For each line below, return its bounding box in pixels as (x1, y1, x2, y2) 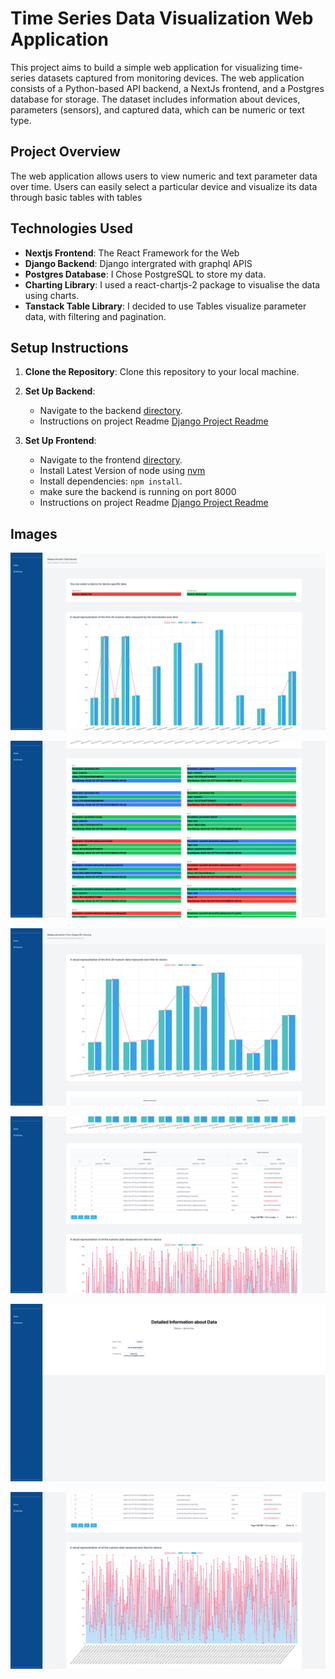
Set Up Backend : (24, 385, 96, 397)
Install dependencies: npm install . (39, 475, 183, 487)
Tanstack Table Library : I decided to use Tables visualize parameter (24, 300, 307, 312)
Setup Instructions (10, 339, 129, 356)
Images (10, 525, 58, 542)
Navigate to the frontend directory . (39, 454, 183, 466)
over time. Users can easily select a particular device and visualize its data (10, 180, 318, 192)
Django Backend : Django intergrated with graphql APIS (24, 257, 253, 269)
